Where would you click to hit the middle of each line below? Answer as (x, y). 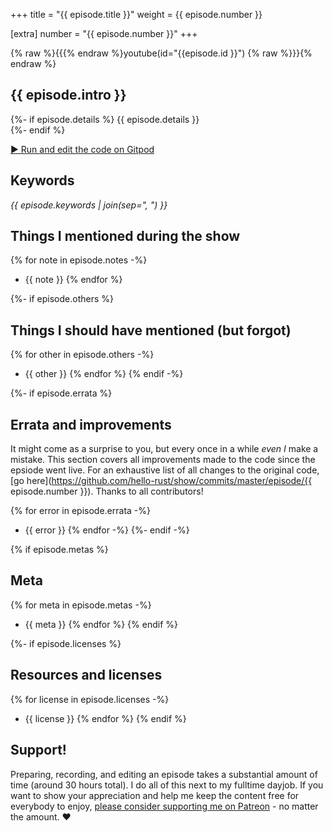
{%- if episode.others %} (62, 299)
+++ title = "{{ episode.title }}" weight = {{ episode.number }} (136, 14)
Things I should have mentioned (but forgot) (151, 330)
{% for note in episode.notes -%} (79, 260)
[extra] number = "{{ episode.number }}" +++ (104, 33)
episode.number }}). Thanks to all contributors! (107, 491)
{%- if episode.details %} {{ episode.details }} (105, 119)
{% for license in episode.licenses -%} (90, 699)
